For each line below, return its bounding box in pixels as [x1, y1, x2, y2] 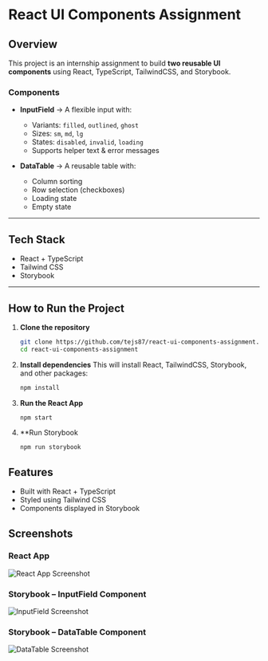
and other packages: [19, 368, 89, 378]
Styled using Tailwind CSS [19, 495, 106, 505]
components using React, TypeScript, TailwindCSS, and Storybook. [8, 67, 231, 77]
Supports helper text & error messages [31, 146, 160, 155]
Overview [8, 37, 58, 51]
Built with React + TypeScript [19, 486, 116, 496]
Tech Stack [8, 233, 65, 246]
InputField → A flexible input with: [19, 105, 132, 115]
